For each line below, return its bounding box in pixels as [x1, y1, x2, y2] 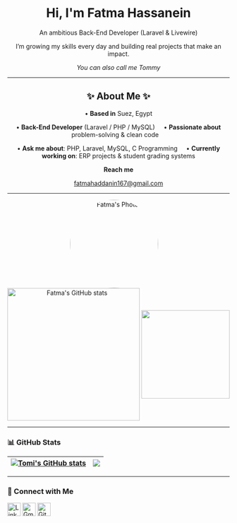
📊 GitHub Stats [7, 437, 61, 447]
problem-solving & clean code [71, 130, 159, 139]
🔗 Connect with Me [7, 486, 74, 496]
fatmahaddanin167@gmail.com [73, 179, 164, 187]
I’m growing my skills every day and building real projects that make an [16, 42, 221, 50]
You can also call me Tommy [76, 63, 161, 71]
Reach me [103, 165, 134, 174]
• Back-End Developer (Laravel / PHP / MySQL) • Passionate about [16, 122, 221, 131]
